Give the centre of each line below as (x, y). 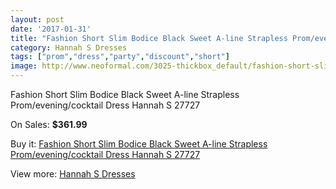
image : (24, 66)
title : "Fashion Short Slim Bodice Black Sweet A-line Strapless (149, 38)
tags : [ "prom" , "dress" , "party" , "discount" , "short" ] (120, 57)
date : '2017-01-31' (51, 29)
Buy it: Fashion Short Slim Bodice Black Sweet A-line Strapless (139, 144)
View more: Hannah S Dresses (73, 174)
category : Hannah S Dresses (69, 47)
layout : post (37, 19)
